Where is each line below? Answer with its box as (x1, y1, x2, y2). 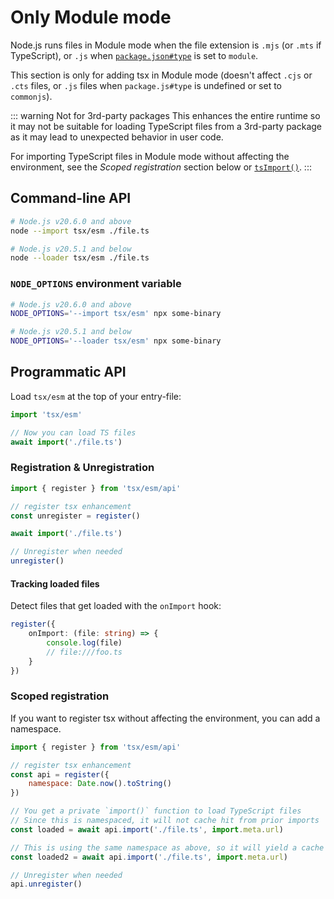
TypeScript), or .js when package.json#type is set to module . (10, 49, 259, 61)
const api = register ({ (10, 769, 110, 780)
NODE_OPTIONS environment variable (10, 277, 182, 291)
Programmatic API (10, 364, 127, 381)
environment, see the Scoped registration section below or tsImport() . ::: (10, 161, 312, 173)
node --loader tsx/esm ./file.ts (10, 253, 150, 263)
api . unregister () (10, 879, 83, 890)
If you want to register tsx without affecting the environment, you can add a (10, 712, 321, 724)
